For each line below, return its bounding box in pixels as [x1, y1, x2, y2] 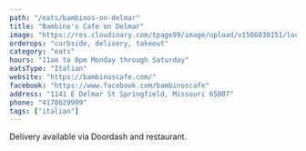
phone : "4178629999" [9, 97, 88, 107]
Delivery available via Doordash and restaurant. [9, 131, 188, 142]
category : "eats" [9, 47, 76, 56]
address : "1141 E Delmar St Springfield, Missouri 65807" [9, 89, 234, 98]
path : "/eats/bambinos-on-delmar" [9, 13, 141, 23]
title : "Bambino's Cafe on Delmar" [9, 22, 145, 31]
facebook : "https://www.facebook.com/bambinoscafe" [9, 81, 209, 90]
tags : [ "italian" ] [9, 106, 79, 116]
